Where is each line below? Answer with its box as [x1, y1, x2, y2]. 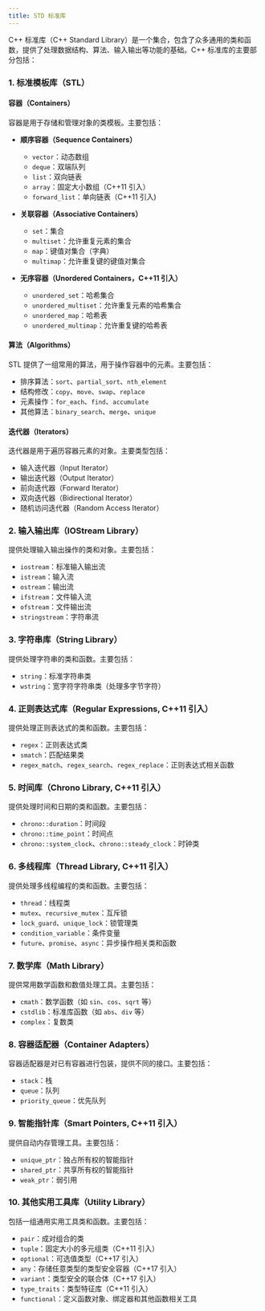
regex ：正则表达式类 [19, 740, 88, 750]
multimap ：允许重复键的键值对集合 [31, 256, 146, 266]
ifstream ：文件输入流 [19, 592, 92, 602]
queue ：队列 [19, 1085, 60, 1096]
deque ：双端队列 [31, 161, 86, 171]
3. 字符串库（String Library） [8, 634, 123, 645]
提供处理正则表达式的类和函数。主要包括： [8, 723, 149, 733]
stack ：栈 [19, 1076, 53, 1085]
